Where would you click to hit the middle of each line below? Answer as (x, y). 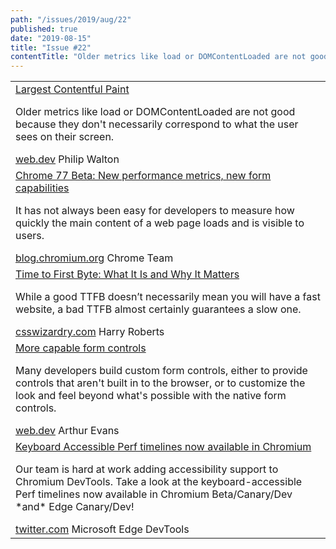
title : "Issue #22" (51, 47)
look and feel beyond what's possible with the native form (151, 396)
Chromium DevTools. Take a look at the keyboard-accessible (159, 482)
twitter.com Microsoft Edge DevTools (102, 529)
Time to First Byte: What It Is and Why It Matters (127, 274)
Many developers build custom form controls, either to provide (161, 371)
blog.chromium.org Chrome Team (94, 258)
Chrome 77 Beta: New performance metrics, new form (143, 176)
